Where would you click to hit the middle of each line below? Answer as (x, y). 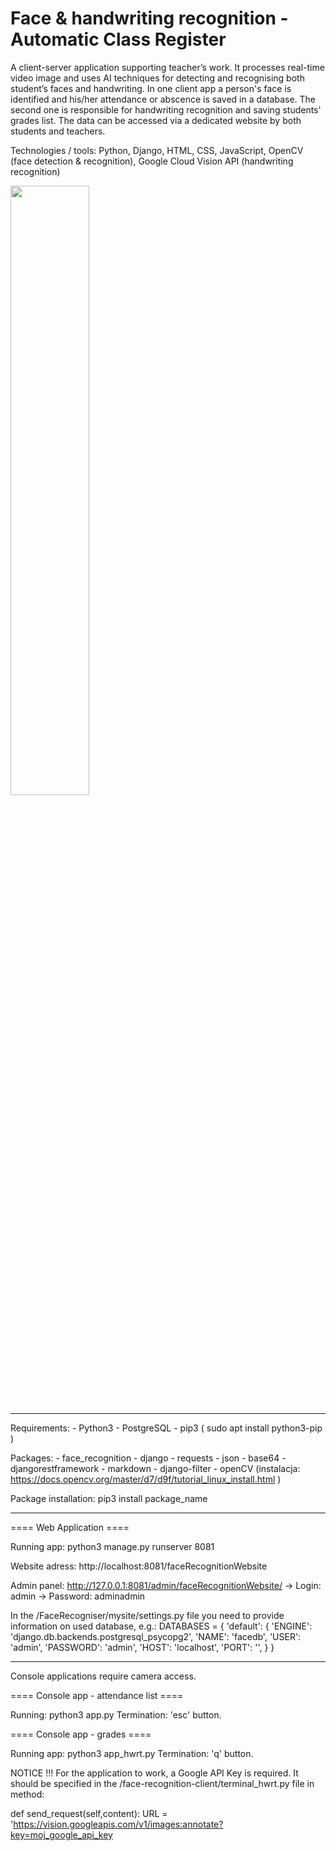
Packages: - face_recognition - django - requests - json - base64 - (148, 1458)
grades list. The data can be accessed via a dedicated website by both (156, 120)
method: (27, 1794)
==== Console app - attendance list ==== (97, 1695)
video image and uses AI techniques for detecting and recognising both (157, 78)
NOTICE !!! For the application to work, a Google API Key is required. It (154, 1773)
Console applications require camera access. (103, 1676)
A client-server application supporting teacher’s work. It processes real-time (167, 67)
